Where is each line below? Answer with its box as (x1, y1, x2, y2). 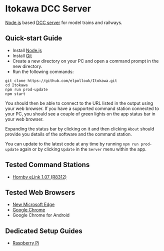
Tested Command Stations (5, 160, 90, 169)
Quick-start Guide (5, 34, 62, 42)
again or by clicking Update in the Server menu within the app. (19, 146, 146, 152)
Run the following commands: (12, 68, 74, 74)
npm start (5, 91, 26, 96)
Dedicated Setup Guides (5, 226, 82, 235)
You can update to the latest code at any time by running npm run (5, 140, 139, 146)
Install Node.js (12, 47, 42, 53)
